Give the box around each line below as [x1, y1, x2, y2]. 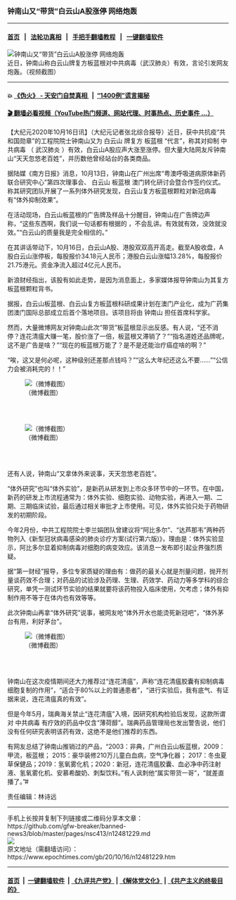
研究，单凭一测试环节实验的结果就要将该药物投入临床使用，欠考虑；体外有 [7, 585, 223, 593]
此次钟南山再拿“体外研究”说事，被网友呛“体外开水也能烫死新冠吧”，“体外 [7, 608, 218, 617]
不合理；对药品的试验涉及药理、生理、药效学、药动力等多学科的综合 [31, 576, 229, 585]
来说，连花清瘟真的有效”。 [13, 695, 91, 704]
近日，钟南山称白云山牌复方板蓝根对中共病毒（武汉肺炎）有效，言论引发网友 [7, 58, 229, 67]
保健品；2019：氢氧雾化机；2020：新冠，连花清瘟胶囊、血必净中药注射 [13, 760, 221, 768]
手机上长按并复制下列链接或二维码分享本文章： [7, 814, 143, 823]
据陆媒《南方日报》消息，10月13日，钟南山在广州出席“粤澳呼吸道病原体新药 [7, 169, 226, 177]
